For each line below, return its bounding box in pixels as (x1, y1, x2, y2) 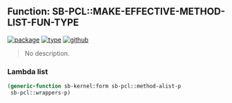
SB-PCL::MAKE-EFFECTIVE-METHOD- (51, 6, 226, 18)
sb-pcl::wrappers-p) (10, 89, 71, 96)
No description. (24, 49, 70, 57)
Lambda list (7, 66, 48, 76)
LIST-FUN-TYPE (7, 17, 79, 29)
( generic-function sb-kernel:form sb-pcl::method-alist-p (7, 83, 181, 90)
